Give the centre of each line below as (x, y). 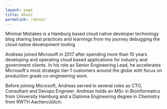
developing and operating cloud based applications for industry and (76, 60)
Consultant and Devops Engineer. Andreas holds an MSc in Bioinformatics (83, 91)
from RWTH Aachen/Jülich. (34, 102)
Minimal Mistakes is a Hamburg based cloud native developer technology (82, 34)
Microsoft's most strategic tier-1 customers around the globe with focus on (84, 70)
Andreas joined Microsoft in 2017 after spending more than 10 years (76, 54)
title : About (19, 15)
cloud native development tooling (40, 45)
